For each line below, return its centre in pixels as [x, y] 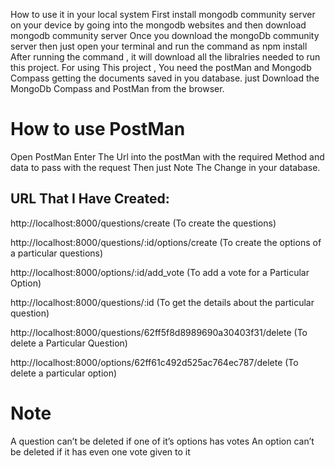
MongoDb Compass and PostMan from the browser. [117, 88]
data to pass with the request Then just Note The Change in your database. [165, 167]
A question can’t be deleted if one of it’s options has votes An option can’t [162, 441]
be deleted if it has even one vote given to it [100, 451]
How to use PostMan [98, 129]
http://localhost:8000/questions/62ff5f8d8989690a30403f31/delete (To [159, 332]
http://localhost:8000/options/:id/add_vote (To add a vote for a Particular [160, 272]
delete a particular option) [64, 373]
